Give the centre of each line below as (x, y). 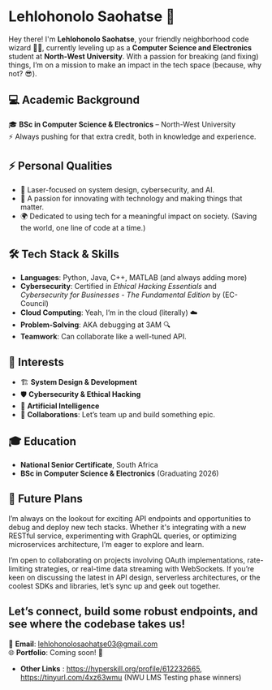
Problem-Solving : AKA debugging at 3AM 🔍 (95, 325)
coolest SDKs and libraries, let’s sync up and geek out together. (114, 586)
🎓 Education (43, 441)
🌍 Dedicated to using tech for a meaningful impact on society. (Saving (138, 216)
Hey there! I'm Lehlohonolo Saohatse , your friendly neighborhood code (129, 39)
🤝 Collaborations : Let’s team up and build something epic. (118, 415)
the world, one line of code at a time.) (83, 227)
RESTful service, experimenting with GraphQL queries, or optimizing (123, 536)
